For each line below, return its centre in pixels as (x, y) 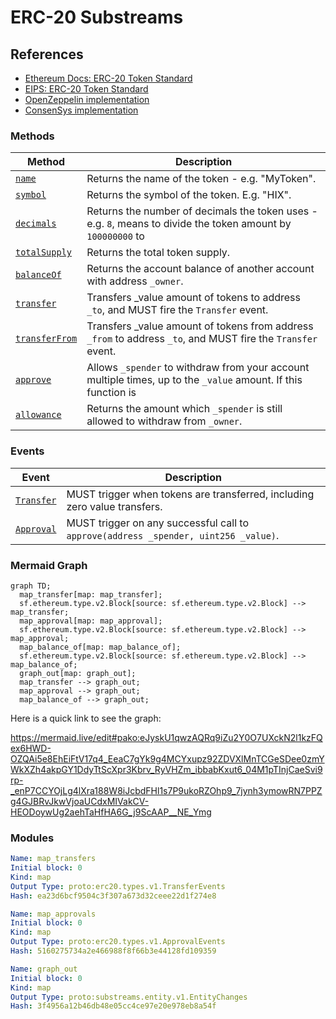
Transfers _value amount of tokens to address (193, 298)
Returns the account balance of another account (200, 269)
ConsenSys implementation (81, 110)
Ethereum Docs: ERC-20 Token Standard (108, 78)
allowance (38, 415)
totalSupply (44, 252)
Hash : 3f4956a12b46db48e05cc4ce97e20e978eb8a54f (113, 1006)
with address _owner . (135, 281)
